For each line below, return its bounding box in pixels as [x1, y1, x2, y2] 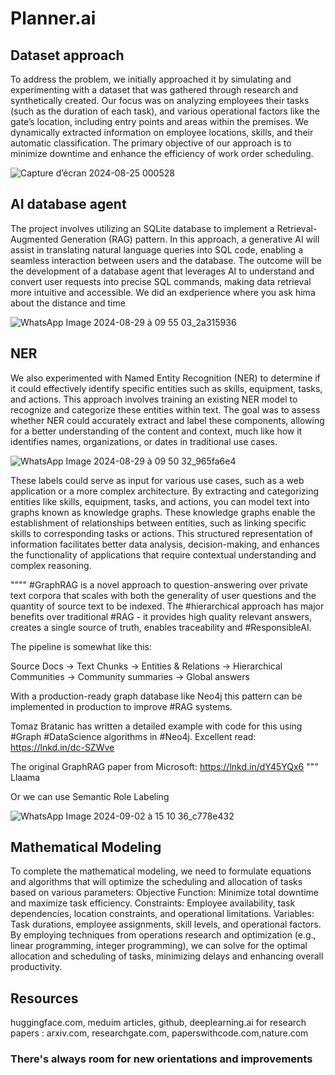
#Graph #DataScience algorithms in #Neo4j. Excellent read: [10, 730, 257, 742]
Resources [10, 990, 79, 1007]
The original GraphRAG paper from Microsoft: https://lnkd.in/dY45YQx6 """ [10, 760, 319, 772]
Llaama [10, 771, 41, 783]
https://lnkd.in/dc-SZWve [10, 741, 115, 753]
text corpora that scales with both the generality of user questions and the [10, 589, 317, 601]
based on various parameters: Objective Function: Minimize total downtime [10, 887, 319, 899]
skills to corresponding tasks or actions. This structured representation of [10, 527, 313, 539]
